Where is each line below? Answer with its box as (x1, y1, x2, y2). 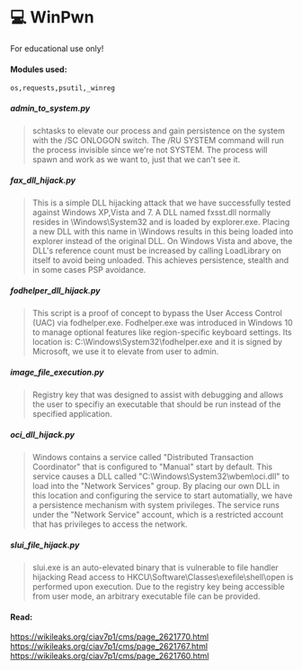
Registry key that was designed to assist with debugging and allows (31, 389, 284, 401)
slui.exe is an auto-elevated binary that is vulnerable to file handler (31, 562, 280, 573)
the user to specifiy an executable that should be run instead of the (31, 399, 281, 410)
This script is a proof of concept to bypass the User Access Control (31, 308, 282, 319)
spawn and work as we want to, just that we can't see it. (31, 154, 241, 165)
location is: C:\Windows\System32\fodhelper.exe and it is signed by (31, 337, 282, 348)
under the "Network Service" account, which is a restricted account (31, 509, 284, 520)
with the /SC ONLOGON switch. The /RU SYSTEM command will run (31, 135, 284, 146)
